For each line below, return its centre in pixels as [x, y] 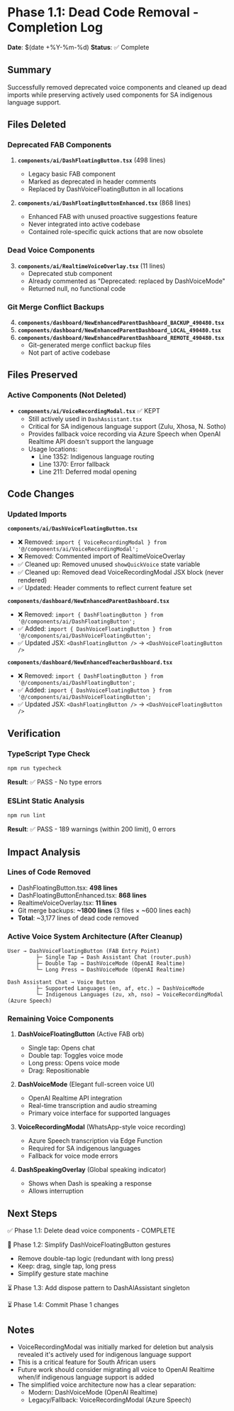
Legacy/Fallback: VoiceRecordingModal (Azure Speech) [110, 1400]
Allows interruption [56, 1191]
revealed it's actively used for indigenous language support [104, 1355]
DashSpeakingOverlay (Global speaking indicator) [92, 1170]
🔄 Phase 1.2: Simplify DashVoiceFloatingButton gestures [89, 1245]
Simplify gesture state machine [63, 1274]
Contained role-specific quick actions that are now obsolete [116, 232]
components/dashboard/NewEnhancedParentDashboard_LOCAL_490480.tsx [119, 331]
